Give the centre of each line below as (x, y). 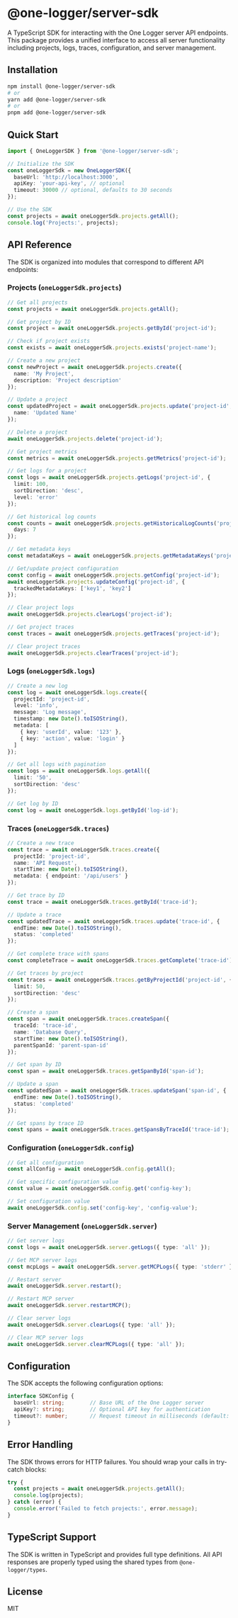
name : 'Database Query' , (50, 1032)
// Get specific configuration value (63, 1182)
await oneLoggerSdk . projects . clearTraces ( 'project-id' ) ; (93, 653)
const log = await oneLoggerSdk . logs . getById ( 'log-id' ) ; (93, 810)
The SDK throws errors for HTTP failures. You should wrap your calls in (111, 1461)
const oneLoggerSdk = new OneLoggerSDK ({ (69, 170)
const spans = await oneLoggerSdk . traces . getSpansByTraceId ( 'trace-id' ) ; (119, 1130)
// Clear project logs (41, 608)
